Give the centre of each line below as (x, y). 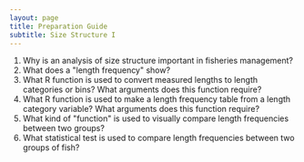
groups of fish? (51, 147)
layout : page (34, 18)
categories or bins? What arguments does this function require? (142, 90)
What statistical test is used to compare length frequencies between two (158, 138)
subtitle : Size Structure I (63, 35)
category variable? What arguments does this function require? (141, 109)
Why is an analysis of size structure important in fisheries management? (158, 61)
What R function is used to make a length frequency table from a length (157, 99)
